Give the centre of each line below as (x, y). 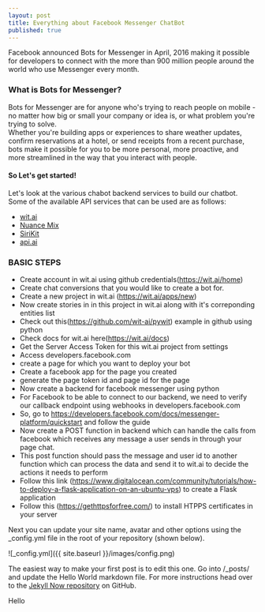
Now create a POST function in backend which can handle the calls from (138, 430)
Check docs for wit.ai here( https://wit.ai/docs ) (94, 338)
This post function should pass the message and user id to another (129, 456)
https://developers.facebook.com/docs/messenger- (135, 414)
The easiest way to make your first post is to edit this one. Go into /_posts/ (129, 569)
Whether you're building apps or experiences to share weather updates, (125, 132)
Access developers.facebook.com (75, 355)
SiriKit (29, 233)
